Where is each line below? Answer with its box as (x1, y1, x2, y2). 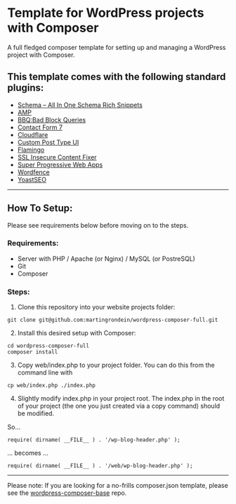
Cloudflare (17, 130, 48, 138)
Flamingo (17, 146, 45, 154)
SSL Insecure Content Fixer (17, 153, 97, 161)
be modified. (17, 409, 55, 418)
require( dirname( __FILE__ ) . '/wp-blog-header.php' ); (7, 437, 181, 444)
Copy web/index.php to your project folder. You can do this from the (17, 361, 216, 370)
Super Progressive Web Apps (17, 160, 103, 169)
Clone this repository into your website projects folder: (17, 303, 176, 311)
